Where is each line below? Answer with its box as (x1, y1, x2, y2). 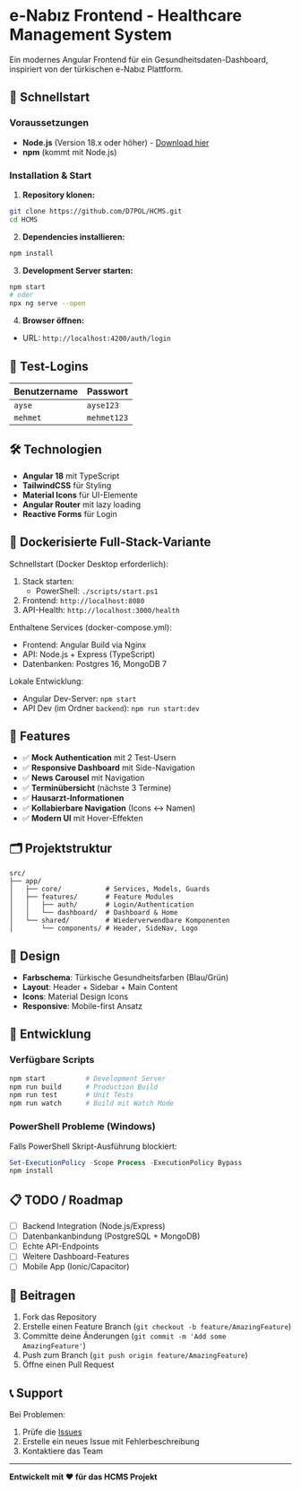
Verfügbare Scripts (9, 1054, 95, 1066)
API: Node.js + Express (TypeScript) (21, 648, 156, 660)
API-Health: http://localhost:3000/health (21, 604, 181, 615)
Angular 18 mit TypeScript (21, 470, 120, 481)
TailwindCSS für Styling (21, 479, 112, 490)
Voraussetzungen (9, 117, 90, 129)
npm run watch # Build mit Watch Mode (9, 1099, 175, 1109)
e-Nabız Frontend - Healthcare (9, 5, 242, 26)
